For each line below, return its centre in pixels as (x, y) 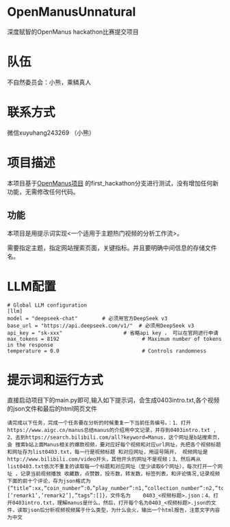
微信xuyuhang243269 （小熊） (51, 132)
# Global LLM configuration (47, 305)
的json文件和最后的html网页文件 (52, 409)
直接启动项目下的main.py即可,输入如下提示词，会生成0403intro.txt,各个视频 (114, 400)
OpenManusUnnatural (72, 12)
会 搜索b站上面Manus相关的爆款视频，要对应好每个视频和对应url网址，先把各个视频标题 (114, 445)
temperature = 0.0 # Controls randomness (107, 351)
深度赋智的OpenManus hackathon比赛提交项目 (73, 31)
